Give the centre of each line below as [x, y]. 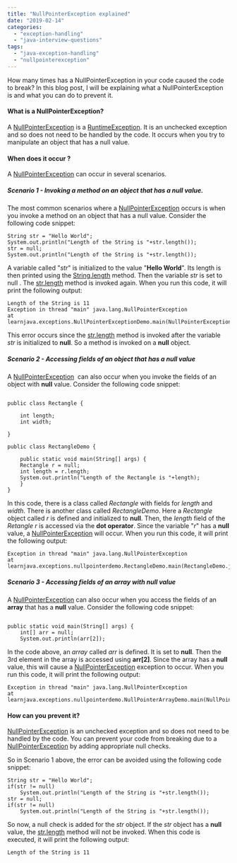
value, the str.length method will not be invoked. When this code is [104, 832]
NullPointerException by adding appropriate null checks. [89, 746]
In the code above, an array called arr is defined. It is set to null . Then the [115, 652]
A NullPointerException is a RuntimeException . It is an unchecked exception [117, 127]
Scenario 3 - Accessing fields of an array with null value [92, 582]
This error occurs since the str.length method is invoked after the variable [114, 335]
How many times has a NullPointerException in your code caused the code [116, 80]
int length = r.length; [55, 471]
